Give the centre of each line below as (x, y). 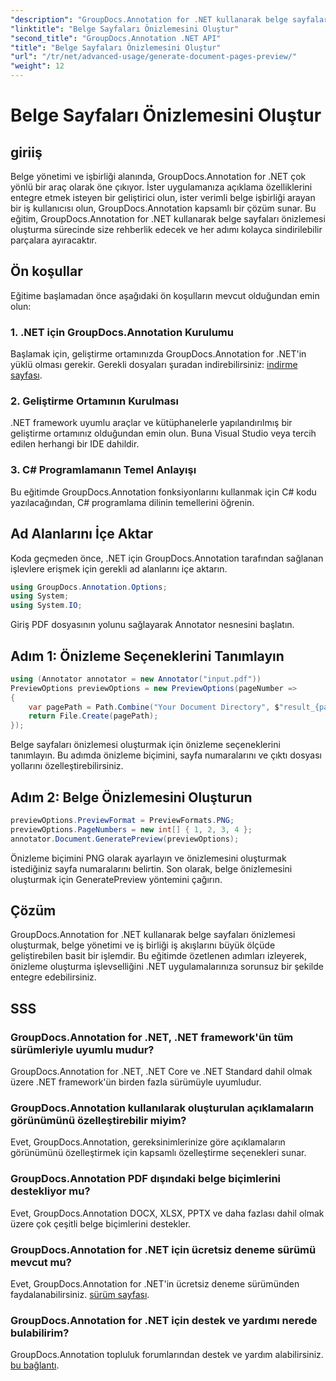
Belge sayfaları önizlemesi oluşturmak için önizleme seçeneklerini (145, 745)
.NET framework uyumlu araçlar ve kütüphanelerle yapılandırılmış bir (151, 423)
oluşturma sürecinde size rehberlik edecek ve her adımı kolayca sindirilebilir (166, 229)
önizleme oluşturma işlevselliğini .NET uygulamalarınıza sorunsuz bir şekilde (167, 967)
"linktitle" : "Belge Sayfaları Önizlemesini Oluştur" (125, 29)
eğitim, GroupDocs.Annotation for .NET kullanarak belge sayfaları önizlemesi (168, 219)
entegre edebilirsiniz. (53, 977)
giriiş (26, 152)
